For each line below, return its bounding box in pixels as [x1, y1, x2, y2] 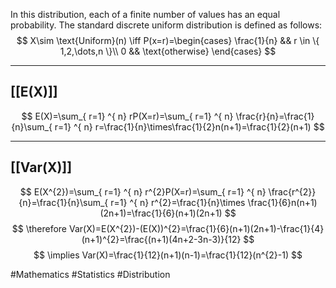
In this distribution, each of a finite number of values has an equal [10, 9, 281, 20]
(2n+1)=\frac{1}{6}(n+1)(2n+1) [99, 207, 223, 219]
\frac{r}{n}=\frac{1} [235, 110, 315, 122]
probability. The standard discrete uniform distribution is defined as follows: [10, 19, 323, 31]
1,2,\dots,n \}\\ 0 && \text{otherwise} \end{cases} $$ [59, 45, 277, 57]
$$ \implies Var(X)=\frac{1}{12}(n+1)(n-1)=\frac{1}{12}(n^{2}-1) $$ [33, 249, 303, 261]
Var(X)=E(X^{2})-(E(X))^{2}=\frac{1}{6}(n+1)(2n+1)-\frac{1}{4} [68, 222, 325, 234]
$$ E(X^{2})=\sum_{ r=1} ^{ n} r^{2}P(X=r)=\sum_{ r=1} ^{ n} [19, 185, 267, 198]
